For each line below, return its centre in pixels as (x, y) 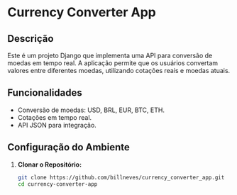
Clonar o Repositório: (50, 165)
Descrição (31, 39)
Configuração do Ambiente (68, 147)
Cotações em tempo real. (55, 117)
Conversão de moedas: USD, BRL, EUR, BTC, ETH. (91, 110)
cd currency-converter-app (57, 184)
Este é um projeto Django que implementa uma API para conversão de (110, 55)
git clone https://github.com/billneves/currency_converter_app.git (121, 177)
